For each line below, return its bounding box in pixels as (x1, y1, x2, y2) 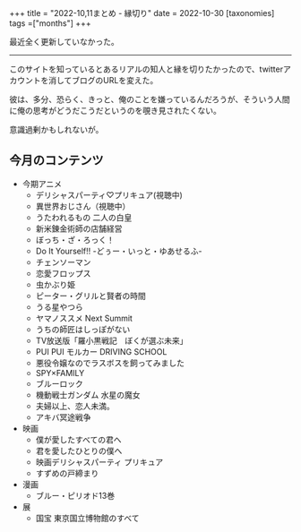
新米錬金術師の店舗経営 (35, 223, 123, 234)
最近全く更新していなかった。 (9, 37, 119, 47)
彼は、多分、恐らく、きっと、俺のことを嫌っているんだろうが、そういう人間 (9, 94, 291, 105)
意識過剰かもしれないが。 (9, 124, 104, 134)
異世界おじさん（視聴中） (35, 201, 131, 211)
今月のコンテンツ (9, 153, 104, 168)
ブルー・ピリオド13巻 (35, 490, 115, 501)
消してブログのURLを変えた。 (47, 75, 159, 85)
